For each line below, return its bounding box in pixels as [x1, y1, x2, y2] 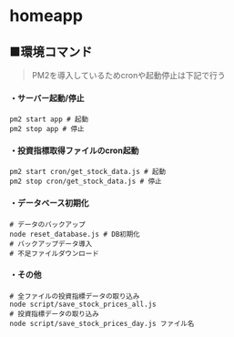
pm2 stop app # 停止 [9, 125, 85, 134]
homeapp [9, 5, 84, 26]
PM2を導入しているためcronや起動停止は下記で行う [31, 70, 226, 80]
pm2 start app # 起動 [9, 115, 89, 124]
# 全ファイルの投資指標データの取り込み [9, 291, 140, 301]
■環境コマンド [9, 44, 93, 59]
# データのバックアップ [9, 220, 86, 229]
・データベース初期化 [9, 198, 89, 208]
